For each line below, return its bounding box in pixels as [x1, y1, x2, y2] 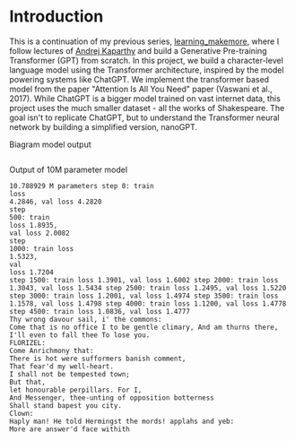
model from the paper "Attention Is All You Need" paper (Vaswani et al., [9, 83, 273, 94]
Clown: [9, 409, 34, 418]
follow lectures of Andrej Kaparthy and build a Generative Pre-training [9, 45, 267, 56]
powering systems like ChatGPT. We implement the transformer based [9, 73, 270, 84]
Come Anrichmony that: [9, 346, 94, 355]
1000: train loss [9, 244, 74, 253]
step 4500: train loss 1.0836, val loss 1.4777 [9, 307, 191, 316]
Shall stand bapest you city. [9, 401, 123, 410]
